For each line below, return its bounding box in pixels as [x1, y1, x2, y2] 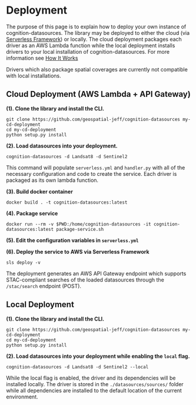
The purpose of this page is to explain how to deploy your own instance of [6, 23, 187, 30]
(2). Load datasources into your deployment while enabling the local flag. [6, 352, 190, 360]
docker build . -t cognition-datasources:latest [6, 199, 128, 205]
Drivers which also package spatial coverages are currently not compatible [6, 66, 188, 73]
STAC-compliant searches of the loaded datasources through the [6, 276, 165, 283]
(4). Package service [6, 210, 58, 217]
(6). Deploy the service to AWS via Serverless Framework [6, 248, 150, 255]
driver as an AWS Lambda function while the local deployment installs [6, 42, 175, 49]
